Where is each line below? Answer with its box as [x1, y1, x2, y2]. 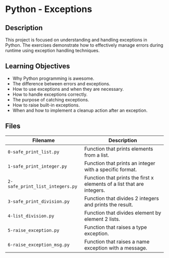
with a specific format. [84, 166, 137, 173]
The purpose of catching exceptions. [12, 96, 90, 102]
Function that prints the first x [84, 174, 154, 181]
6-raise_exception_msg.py [8, 242, 70, 247]
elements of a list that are [84, 180, 144, 187]
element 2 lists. [84, 215, 120, 222]
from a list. [84, 152, 109, 159]
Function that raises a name [84, 238, 150, 245]
